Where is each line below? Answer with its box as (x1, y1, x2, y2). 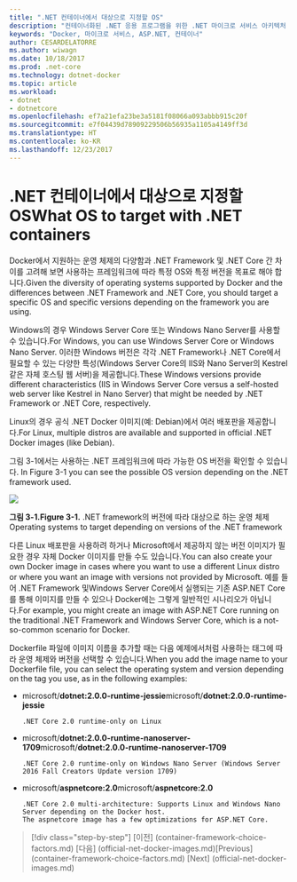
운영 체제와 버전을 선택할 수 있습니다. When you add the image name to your (18, 654, 288, 664)
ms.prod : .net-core (9, 63, 82, 72)
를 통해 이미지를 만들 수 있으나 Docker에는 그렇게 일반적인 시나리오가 (9, 593, 248, 604)
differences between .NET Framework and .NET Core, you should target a (9, 287, 279, 298)
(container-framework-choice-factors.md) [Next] (30, 853, 210, 863)
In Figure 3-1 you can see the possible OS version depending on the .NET (20, 466, 289, 477)
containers (9, 224, 91, 244)
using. (9, 306, 32, 316)
